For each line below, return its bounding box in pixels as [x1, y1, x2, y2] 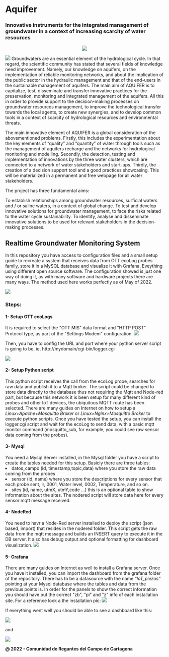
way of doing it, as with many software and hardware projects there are [5, 274, 153, 280]
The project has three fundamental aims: [5, 188, 90, 194]
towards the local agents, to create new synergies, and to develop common [5, 109, 161, 115]
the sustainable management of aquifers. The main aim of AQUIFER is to [5, 82, 155, 89]
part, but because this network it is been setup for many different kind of [5, 394, 156, 400]
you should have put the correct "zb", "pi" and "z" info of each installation [5, 591, 158, 598]
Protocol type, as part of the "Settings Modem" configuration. [5, 331, 133, 337]
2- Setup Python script [5, 367, 54, 373]
